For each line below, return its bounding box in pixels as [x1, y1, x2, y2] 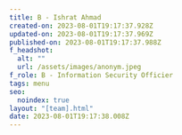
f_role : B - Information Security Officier [9, 71, 174, 80]
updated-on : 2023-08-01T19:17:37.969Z [9, 29, 153, 38]
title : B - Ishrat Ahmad [9, 12, 102, 22]
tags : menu [9, 79, 50, 88]
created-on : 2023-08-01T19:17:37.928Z [9, 21, 153, 30]
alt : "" [17, 54, 46, 63]
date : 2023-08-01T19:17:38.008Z [9, 112, 129, 121]
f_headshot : [9, 46, 54, 55]
